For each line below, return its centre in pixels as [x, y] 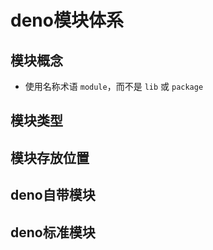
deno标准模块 [53, 232]
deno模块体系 [67, 20]
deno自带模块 [53, 195]
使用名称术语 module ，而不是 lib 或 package [114, 86]
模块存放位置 [50, 157]
